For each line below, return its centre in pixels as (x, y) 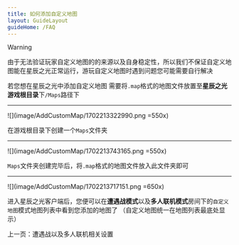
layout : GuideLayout (38, 21)
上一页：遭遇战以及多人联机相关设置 (60, 234)
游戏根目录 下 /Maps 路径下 (43, 95)
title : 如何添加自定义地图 (43, 14)
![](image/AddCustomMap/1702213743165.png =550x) (87, 151)
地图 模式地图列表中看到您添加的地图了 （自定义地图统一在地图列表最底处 (113, 210)
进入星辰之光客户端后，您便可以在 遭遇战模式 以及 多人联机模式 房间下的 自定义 (118, 201)
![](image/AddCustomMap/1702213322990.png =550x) (88, 116)
